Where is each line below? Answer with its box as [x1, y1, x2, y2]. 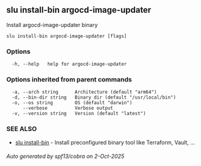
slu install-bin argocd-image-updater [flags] [6, 33, 127, 39]
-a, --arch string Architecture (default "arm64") [12, 89, 157, 96]
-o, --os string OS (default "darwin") [12, 100, 133, 106]
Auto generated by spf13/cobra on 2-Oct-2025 [6, 153, 125, 160]
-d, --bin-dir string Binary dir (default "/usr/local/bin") [12, 94, 176, 100]
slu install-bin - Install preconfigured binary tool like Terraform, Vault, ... [15, 138, 196, 146]
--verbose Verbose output [22, 105, 114, 111]
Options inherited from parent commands [6, 75, 133, 84]
